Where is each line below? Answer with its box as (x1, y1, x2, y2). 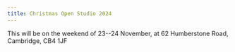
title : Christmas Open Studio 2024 (7, 10, 112, 17)
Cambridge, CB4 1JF (7, 36, 68, 45)
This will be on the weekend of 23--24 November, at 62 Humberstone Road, (7, 29, 229, 37)
